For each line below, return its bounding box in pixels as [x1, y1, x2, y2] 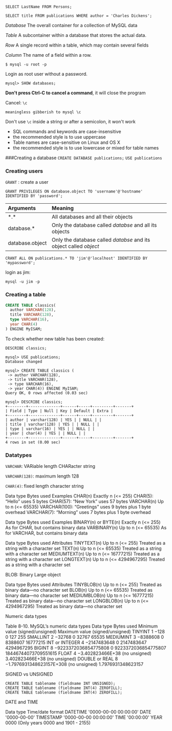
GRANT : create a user [5, 179, 49, 185]
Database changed [5, 359, 42, 364]
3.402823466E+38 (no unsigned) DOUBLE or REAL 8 [5, 656, 118, 662]
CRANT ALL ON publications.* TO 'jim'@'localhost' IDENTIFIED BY [5, 256, 147, 261]
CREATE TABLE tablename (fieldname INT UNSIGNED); [5, 681, 116, 686]
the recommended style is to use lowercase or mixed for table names [12, 145, 159, 150]
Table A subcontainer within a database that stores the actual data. [5, 32, 147, 38]
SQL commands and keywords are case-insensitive [12, 128, 121, 135]
